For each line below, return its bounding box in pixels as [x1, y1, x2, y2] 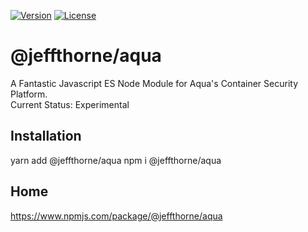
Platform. [10, 88, 48, 100]
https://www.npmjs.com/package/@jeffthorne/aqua [10, 210, 223, 222]
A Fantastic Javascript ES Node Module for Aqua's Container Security [10, 77, 299, 89]
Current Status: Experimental [10, 98, 130, 110]
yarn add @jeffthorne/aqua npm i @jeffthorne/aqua [10, 154, 222, 166]
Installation [10, 128, 82, 145]
